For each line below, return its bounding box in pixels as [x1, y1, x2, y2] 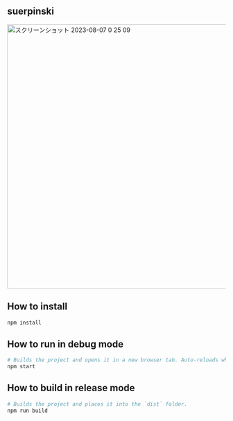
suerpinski [7, 6, 54, 17]
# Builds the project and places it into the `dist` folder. [7, 400, 188, 408]
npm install [7, 319, 42, 326]
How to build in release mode [7, 382, 135, 394]
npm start [7, 363, 36, 370]
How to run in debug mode [7, 338, 123, 350]
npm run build [7, 407, 49, 414]
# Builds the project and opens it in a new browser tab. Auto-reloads [7, 356, 218, 363]
